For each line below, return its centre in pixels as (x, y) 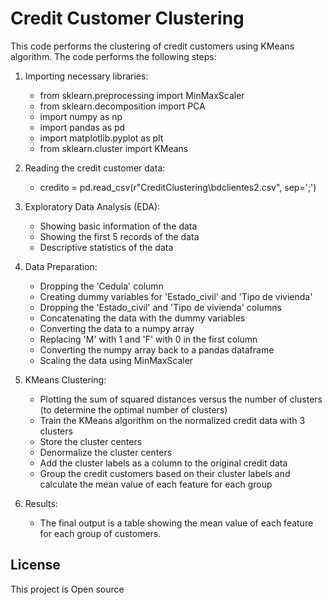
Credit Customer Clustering (127, 18)
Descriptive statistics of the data (106, 247)
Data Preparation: (61, 266)
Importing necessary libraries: (86, 76)
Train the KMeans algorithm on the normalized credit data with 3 (172, 420)
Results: (41, 503)
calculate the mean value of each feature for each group (156, 484)
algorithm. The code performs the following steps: (113, 56)
